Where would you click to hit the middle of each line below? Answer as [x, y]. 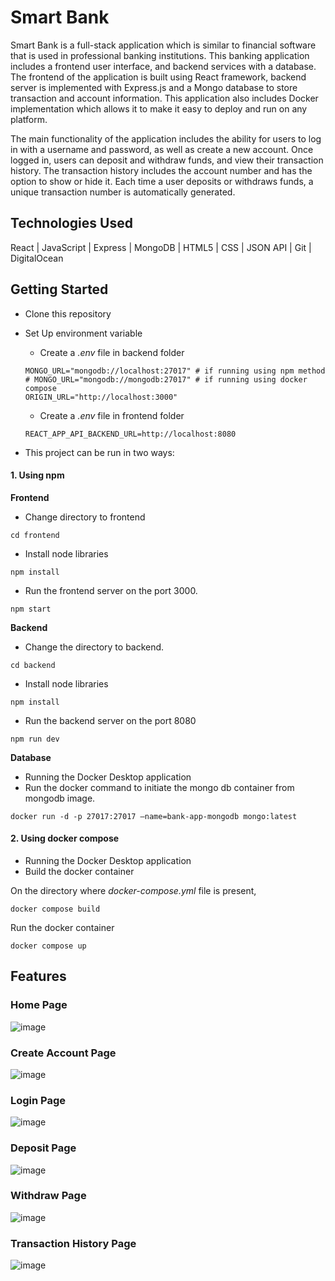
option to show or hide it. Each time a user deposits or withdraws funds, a [162, 181]
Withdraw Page [48, 1196]
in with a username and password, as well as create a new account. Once [162, 149]
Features [38, 976]
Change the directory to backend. [94, 647]
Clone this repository [68, 313]
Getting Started [59, 289]
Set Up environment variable [83, 333]
